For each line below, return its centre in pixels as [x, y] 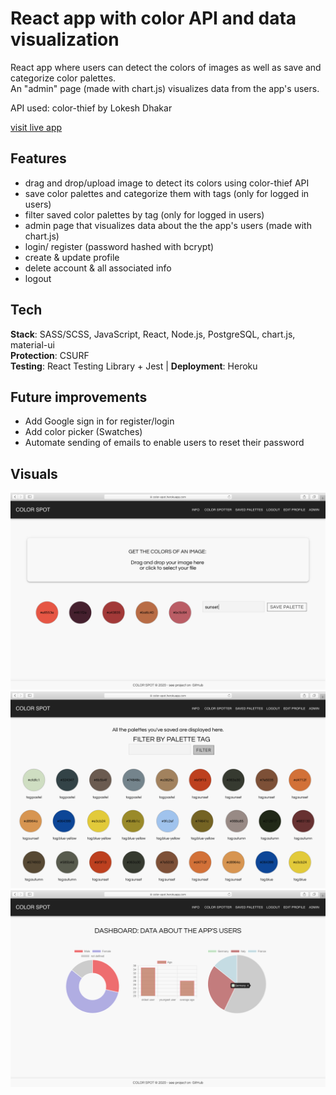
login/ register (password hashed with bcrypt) [119, 246]
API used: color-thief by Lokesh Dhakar [91, 108]
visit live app [36, 127]
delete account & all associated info [98, 268]
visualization [65, 39]
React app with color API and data [153, 18]
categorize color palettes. [63, 78]
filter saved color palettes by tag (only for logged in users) [144, 214]
